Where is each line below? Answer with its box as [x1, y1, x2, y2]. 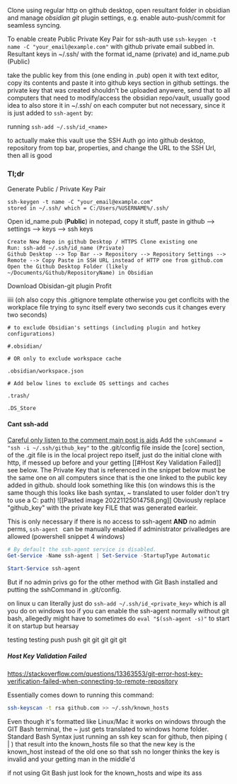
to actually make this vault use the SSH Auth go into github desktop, [7, 136, 206, 144]
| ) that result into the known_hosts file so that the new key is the [7, 739, 196, 748]
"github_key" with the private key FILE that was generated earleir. [7, 503, 198, 512]
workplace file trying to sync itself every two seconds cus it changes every [7, 303, 226, 312]
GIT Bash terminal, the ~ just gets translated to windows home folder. [7, 725, 209, 733]
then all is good [7, 152, 52, 159]
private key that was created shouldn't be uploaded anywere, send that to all [7, 86, 231, 94]
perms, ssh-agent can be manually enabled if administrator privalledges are [7, 524, 231, 533]
